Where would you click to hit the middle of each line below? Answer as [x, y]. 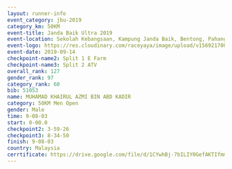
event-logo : [24, 46]
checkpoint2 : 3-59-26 [38, 129]
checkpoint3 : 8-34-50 [38, 135]
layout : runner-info [37, 13]
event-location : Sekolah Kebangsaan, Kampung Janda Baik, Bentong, [106, 39]
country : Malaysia [33, 148]
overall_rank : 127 [33, 71]
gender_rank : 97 [30, 78]
